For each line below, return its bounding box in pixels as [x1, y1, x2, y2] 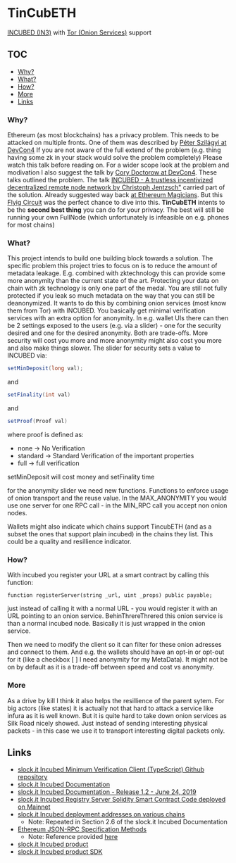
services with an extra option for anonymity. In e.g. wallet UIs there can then [7, 314, 229, 322]
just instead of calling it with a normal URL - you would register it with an [7, 604, 218, 613]
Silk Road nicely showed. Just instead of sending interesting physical [7, 719, 208, 727]
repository [17, 773, 48, 781]
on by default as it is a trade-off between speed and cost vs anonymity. [7, 663, 215, 672]
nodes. [7, 508, 27, 517]
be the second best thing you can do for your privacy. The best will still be [7, 206, 224, 214]
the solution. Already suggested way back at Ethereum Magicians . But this [7, 191, 223, 199]
